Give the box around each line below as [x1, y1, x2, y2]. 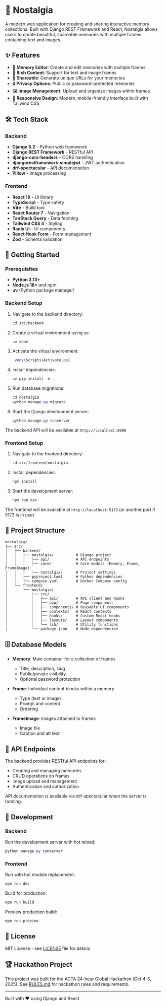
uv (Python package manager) [12, 287, 75, 293]
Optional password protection [19, 676, 81, 682]
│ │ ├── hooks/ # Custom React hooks [5, 613, 121, 618]
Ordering [19, 706, 38, 712]
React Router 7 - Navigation [12, 210, 70, 216]
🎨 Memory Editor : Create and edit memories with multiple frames [12, 64, 146, 70]
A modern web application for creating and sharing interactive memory [5, 21, 150, 27]
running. [5, 798, 22, 804]
